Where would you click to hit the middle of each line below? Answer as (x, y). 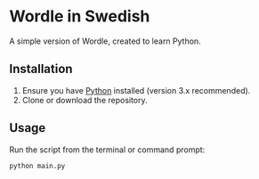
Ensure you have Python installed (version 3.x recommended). (136, 90)
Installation (41, 69)
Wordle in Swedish (80, 16)
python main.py (37, 166)
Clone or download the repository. (85, 100)
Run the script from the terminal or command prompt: (107, 150)
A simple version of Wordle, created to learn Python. (105, 41)
